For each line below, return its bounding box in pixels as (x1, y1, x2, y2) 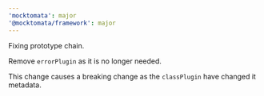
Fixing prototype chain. (8, 40, 85, 50)
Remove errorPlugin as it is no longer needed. (8, 56, 162, 66)
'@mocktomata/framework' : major (8, 19, 116, 27)
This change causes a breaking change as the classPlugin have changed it (8, 71, 256, 81)
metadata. (8, 80, 42, 90)
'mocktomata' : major (8, 11, 78, 20)
